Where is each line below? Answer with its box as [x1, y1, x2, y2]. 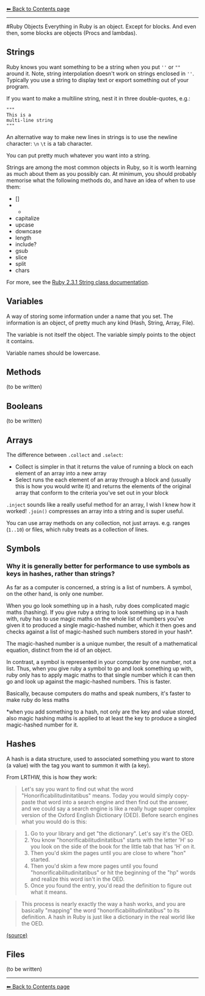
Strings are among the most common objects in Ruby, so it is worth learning [6, 164, 197, 171]
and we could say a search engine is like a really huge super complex [21, 805, 196, 812]
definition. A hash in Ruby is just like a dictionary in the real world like [21, 913, 195, 921]
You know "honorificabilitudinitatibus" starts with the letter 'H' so [30, 836, 193, 843]
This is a [6, 111, 32, 118]
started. [30, 856, 51, 863]
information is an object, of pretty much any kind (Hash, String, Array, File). [6, 319, 195, 326]
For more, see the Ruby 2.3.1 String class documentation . [6, 278, 149, 285]
